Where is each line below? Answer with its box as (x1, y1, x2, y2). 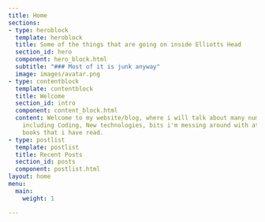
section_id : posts (15, 158, 77, 166)
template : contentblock (15, 84, 93, 93)
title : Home (8, 11, 47, 20)
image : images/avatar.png (15, 70, 101, 78)
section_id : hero (15, 48, 73, 56)
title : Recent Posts (15, 150, 83, 158)
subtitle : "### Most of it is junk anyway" (15, 63, 160, 71)
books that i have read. (22, 128, 104, 136)
